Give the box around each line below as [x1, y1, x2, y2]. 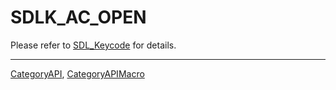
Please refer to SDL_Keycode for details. [10, 39, 177, 51]
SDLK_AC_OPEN [10, 6, 147, 29]
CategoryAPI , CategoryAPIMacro [10, 67, 145, 80]
